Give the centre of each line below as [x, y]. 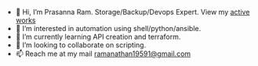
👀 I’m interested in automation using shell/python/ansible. [108, 28]
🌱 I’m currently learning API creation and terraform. [98, 36]
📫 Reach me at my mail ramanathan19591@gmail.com [103, 54]
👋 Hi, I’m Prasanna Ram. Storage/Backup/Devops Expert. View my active [133, 12]
